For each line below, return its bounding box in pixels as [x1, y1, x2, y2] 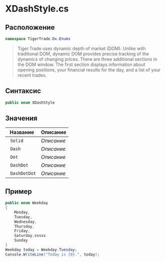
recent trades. [17, 72, 47, 78]
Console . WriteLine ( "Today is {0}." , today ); [5, 252, 100, 257]
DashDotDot [10, 170, 37, 177]
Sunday [14, 238, 28, 243]
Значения [5, 114, 38, 122]
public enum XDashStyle [5, 100, 55, 105]
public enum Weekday [5, 201, 49, 206]
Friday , [14, 228, 30, 234]
